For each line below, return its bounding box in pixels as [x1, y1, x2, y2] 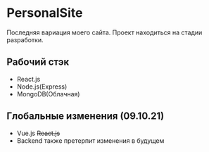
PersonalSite [6, 5, 83, 21]
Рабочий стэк [6, 56, 70, 68]
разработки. [6, 35, 44, 44]
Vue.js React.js [16, 129, 61, 137]
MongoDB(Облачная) [16, 89, 80, 98]
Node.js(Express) [16, 82, 68, 91]
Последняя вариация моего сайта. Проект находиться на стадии [6, 28, 203, 37]
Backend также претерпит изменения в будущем [16, 136, 165, 145]
